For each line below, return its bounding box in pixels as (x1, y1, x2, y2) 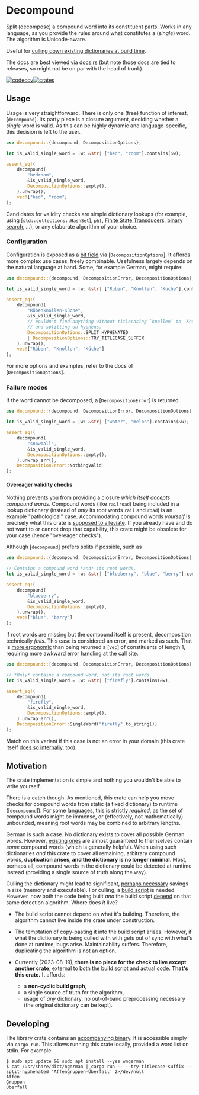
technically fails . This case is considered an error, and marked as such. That (6, 637, 192, 644)
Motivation (6, 761, 47, 771)
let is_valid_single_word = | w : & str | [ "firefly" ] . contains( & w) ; (6, 677, 171, 683)
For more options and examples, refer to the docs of (6, 362, 133, 370)
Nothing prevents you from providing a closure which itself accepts (6, 494, 171, 501)
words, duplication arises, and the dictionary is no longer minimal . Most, (6, 856, 187, 863)
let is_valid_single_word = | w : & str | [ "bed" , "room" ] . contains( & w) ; (6, 150, 182, 156)
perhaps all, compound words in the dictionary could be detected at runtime (6, 862, 192, 869)
